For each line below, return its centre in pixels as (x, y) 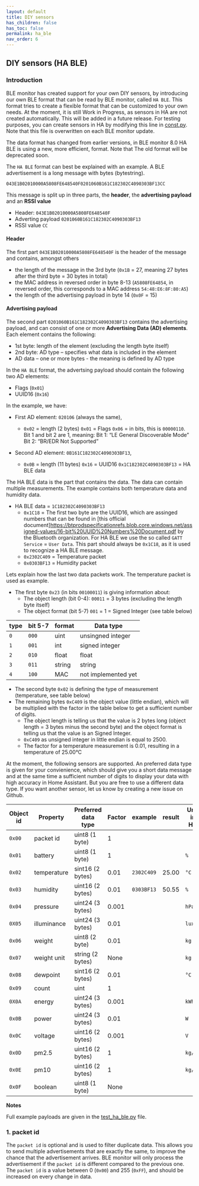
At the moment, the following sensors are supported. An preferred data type (99, 764)
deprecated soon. (28, 155)
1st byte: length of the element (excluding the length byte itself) (92, 346)
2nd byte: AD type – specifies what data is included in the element (95, 352)
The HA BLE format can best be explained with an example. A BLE (85, 166)
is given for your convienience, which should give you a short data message (99, 770)
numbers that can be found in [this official (75, 519)
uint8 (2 (85, 937)
